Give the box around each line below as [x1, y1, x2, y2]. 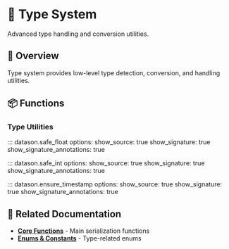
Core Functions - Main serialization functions [17, 226, 150, 235]
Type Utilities [7, 122, 54, 132]
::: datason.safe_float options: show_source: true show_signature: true [7, 138, 211, 146]
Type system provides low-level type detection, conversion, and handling [7, 68, 221, 77]
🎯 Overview [7, 50, 59, 62]
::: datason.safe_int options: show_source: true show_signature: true [7, 159, 205, 167]
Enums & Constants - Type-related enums [17, 234, 142, 243]
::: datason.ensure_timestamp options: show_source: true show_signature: [7, 180, 223, 189]
